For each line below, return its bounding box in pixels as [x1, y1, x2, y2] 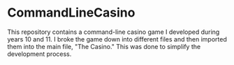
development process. [7, 50, 72, 58]
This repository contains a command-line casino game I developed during [7, 28, 220, 36]
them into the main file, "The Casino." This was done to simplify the [7, 42, 201, 50]
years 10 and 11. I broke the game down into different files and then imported [7, 35, 227, 43]
